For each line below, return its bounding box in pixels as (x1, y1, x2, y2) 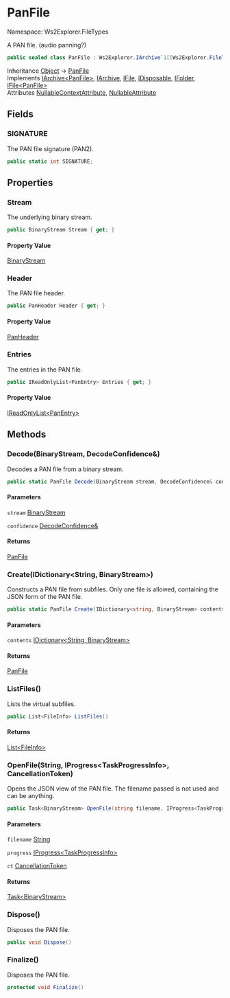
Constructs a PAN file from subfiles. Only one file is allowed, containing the (7, 585, 219, 593)
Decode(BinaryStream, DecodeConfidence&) (7, 449, 161, 459)
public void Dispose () (7, 939, 72, 946)
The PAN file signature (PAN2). (7, 144, 94, 152)
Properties (7, 177, 53, 188)
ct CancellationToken (7, 862, 67, 870)
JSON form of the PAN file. (7, 593, 83, 601)
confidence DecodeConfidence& (7, 521, 99, 530)
